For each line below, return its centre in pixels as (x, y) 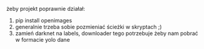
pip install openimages (43, 20)
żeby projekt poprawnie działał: (46, 9)
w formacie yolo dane (42, 40)
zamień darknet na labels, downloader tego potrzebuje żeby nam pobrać (107, 33)
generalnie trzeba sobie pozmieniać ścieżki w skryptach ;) (88, 27)
